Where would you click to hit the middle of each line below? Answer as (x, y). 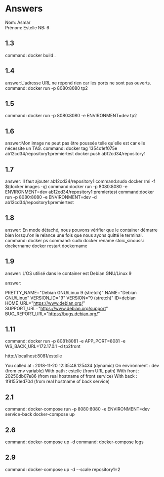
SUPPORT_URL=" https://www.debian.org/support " (57, 308)
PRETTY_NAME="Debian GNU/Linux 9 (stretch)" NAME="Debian (71, 292)
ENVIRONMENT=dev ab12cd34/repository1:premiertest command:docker (80, 192)
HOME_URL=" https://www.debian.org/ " (45, 303)
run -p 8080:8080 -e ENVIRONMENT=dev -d (51, 197)
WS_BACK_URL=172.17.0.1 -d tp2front (43, 346)
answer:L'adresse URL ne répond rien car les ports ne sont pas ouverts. (78, 83)
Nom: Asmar (18, 22)
